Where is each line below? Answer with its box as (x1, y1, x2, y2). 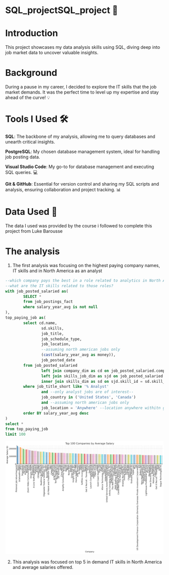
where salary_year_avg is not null (23, 304, 98, 310)
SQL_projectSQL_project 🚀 (5, 5, 118, 16)
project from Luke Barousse (5, 228, 63, 234)
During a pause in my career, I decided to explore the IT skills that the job (5, 84, 157, 90)
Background (5, 67, 57, 78)
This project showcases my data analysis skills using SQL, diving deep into (5, 44, 160, 50)
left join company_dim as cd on (41, 368, 109, 373)
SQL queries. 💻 (5, 170, 38, 175)
